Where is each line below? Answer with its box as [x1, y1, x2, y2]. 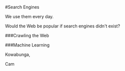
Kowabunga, [5, 51, 30, 57]
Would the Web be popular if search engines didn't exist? [5, 23, 121, 29]
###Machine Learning [5, 42, 50, 48]
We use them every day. [5, 14, 54, 19]
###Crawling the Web [5, 33, 49, 38]
